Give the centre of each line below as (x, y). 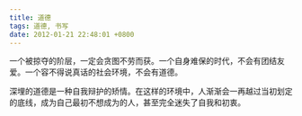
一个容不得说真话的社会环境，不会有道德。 (103, 72)
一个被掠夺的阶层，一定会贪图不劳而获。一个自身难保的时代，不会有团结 (143, 61)
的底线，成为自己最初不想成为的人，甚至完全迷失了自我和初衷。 (127, 103)
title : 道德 (30, 18)
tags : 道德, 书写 (39, 26)
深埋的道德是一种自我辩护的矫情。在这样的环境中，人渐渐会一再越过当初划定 (151, 92)
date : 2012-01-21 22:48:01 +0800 (72, 34)
